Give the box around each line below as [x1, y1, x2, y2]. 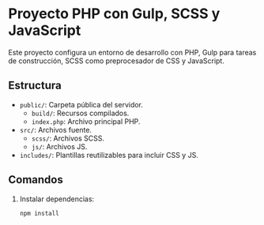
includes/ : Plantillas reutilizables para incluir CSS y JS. [19, 150, 199, 159]
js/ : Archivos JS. [31, 141, 88, 151]
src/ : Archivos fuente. [19, 125, 92, 134]
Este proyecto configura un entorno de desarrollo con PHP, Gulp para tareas [8, 47, 257, 57]
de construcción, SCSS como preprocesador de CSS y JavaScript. [8, 56, 225, 66]
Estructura [8, 79, 62, 92]
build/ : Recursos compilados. [31, 108, 130, 118]
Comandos [8, 173, 63, 186]
